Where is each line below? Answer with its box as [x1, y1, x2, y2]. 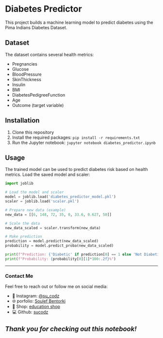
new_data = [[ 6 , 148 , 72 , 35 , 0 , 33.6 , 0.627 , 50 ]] [5, 212, 112, 217]
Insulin [12, 82, 26, 87]
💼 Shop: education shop [12, 304, 61, 309]
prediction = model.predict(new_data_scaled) [5, 239, 98, 244]
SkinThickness [12, 76, 41, 82]
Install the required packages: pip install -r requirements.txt [12, 135, 140, 140]
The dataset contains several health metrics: [5, 51, 94, 57]
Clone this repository [12, 129, 54, 135]
